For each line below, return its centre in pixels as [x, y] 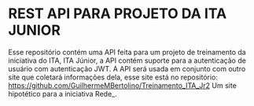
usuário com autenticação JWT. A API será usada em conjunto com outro [127, 68]
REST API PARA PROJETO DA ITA [118, 14]
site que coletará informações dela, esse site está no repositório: [113, 77]
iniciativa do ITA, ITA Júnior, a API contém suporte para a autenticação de [127, 60]
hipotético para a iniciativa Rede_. [63, 93]
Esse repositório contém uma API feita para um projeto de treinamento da [127, 52]
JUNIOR [35, 30]
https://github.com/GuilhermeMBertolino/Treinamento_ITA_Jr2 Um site [123, 85]
